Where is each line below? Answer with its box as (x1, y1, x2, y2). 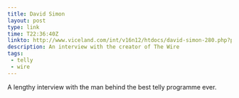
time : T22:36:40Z (7, 30, 59, 38)
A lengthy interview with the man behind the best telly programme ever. (7, 82, 217, 91)
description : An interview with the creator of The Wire (7, 43, 180, 50)
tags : (7, 50, 23, 58)
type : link (7, 23, 40, 31)
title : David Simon (7, 10, 65, 18)
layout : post (7, 17, 46, 24)
